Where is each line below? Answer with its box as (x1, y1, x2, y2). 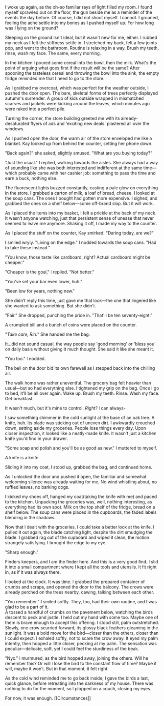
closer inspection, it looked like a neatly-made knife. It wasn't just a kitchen (5, 430, 157, 436)
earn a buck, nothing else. (5, 176, 58, 181)
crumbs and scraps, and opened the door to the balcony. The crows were (5, 584, 154, 589)
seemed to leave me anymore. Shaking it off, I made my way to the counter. (5, 221, 157, 226)
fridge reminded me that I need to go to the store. (5, 76, 105, 81)
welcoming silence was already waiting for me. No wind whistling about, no (5, 479, 157, 485)
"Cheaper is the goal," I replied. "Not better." (5, 269, 94, 275)
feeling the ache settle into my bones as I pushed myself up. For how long (5, 20, 154, 26)
